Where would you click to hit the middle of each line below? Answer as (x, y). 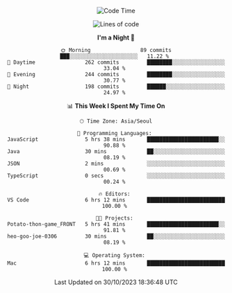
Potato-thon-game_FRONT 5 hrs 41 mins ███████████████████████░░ (116, 224)
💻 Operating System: (114, 256)
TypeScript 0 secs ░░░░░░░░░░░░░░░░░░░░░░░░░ (116, 176)
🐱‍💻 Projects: (114, 218)
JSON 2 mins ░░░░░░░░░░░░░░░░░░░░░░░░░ (116, 163)
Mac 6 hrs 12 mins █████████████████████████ (116, 263)
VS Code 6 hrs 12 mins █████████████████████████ (116, 200)
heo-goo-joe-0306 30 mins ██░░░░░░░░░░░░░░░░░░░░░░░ (116, 236)
